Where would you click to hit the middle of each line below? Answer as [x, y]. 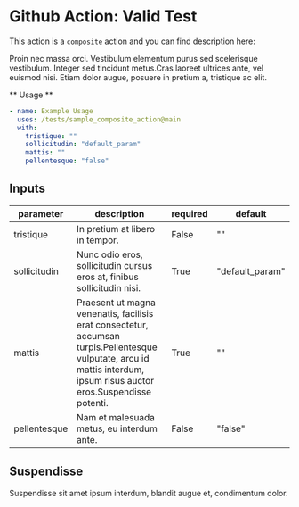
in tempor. [98, 240]
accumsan [98, 336]
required [190, 213]
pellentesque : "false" [67, 161]
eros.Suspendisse [114, 392]
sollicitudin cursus [115, 265]
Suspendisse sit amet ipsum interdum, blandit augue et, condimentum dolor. [149, 493]
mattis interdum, [111, 370]
